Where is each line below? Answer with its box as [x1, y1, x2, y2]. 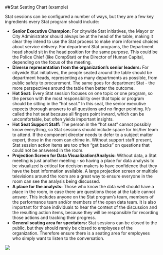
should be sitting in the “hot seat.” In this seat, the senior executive [12, 101, 146, 106]
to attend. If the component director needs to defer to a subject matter [12, 132, 153, 137]
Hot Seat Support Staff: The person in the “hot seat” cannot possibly [12, 121, 151, 127]
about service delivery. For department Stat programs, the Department [12, 44, 154, 49]
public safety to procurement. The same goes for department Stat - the [12, 80, 155, 86]
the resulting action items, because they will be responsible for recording [12, 210, 159, 215]
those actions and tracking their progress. [12, 215, 96, 220]
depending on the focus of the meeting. [12, 59, 92, 65]
